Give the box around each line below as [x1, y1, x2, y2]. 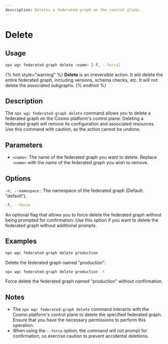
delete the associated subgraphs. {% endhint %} [5, 82, 107, 88]
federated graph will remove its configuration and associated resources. [5, 121, 155, 127]
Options [5, 174, 31, 183]
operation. [12, 322, 34, 328]
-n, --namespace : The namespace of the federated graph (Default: [5, 187, 144, 193]
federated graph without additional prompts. [5, 222, 97, 228]
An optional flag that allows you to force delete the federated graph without [5, 212, 161, 218]
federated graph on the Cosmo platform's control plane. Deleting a [5, 115, 144, 121]
